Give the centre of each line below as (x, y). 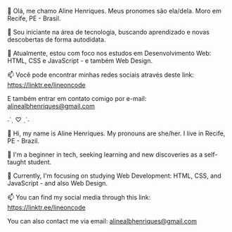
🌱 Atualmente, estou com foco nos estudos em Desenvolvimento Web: (109, 53)
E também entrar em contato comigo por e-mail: (77, 98)
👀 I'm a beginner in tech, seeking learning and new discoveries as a (105, 154)
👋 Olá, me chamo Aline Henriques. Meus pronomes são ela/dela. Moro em (114, 11)
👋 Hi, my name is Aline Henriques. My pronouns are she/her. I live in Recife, (116, 133)
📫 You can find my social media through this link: (79, 197)
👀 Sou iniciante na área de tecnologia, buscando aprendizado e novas (108, 32)
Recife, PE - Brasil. (34, 18)
